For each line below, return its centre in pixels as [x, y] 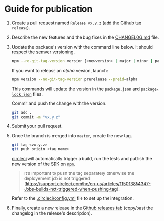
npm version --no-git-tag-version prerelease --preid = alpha [74, 79]
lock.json [22, 94]
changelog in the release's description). [52, 213]
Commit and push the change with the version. [59, 103]
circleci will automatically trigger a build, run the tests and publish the [82, 159]
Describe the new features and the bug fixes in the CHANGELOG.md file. [85, 37]
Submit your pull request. [37, 126]
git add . [22, 112]
